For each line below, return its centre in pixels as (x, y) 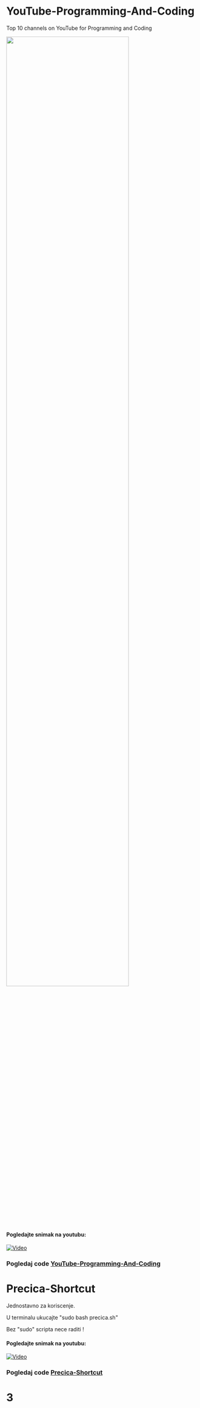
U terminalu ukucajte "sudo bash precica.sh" (62, 1317)
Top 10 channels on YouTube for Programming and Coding (79, 28)
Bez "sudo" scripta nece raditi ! (45, 1329)
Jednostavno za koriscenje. (41, 1306)
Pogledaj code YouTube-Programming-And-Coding (83, 1264)
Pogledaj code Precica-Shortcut (55, 1373)
